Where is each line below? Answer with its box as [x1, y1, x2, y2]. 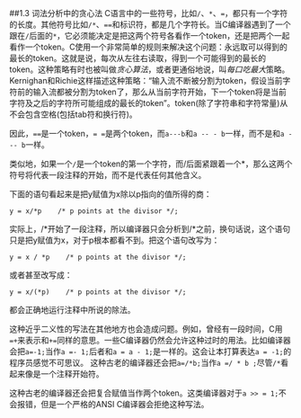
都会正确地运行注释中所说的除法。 [9, 305, 136, 315]
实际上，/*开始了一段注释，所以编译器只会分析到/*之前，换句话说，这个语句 [9, 224, 291, 234]
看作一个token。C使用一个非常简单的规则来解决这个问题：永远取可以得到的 [9, 41, 288, 52]
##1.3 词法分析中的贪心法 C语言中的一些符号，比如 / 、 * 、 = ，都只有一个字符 [9, 8, 288, 18]
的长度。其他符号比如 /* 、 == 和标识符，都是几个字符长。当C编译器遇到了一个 [9, 19, 291, 30]
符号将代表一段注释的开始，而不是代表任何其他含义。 [9, 170, 207, 180]
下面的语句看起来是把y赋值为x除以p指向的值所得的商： [9, 189, 213, 200]
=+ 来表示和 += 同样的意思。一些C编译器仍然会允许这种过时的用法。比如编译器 [9, 335, 291, 345]
